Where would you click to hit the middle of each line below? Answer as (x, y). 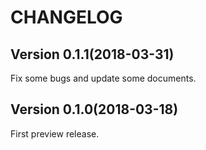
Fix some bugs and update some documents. (103, 78)
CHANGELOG (66, 17)
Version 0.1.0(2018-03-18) (94, 109)
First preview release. (55, 133)
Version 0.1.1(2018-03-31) (92, 54)
